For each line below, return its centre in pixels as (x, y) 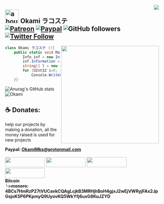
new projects (18, 140)
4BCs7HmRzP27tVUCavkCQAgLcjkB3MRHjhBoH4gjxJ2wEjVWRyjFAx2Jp (82, 191)
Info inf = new (38, 57)
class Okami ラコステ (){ (30, 48)
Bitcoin (12, 181)
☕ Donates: (23, 110)
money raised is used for (30, 135)
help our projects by (25, 124)
